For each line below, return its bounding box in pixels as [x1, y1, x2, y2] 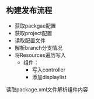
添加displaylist [32, 73, 67, 80]
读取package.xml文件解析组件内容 [6, 86, 89, 93]
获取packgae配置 [14, 22, 57, 29]
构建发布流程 [6, 5, 53, 16]
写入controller [32, 66, 66, 73]
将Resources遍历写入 [14, 52, 66, 59]
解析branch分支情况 [14, 44, 63, 51]
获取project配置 [14, 29, 53, 36]
